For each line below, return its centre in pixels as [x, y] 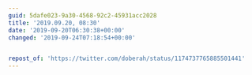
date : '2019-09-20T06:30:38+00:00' [67, 30]
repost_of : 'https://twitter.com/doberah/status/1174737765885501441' [127, 59]
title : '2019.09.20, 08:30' [55, 23]
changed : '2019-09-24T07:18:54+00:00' [72, 37]
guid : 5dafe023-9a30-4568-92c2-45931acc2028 [83, 15]
